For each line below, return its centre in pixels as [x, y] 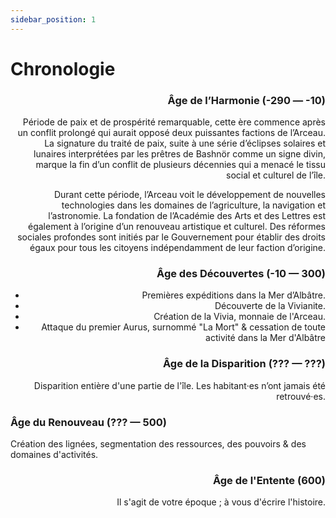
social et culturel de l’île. [276, 175]
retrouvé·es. [301, 396]
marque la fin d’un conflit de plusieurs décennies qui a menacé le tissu [180, 165]
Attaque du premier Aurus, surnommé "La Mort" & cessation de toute [183, 327]
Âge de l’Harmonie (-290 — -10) [246, 100]
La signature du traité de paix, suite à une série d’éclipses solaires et [185, 143]
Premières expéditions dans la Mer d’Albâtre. [233, 295]
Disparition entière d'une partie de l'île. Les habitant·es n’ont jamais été [179, 385]
